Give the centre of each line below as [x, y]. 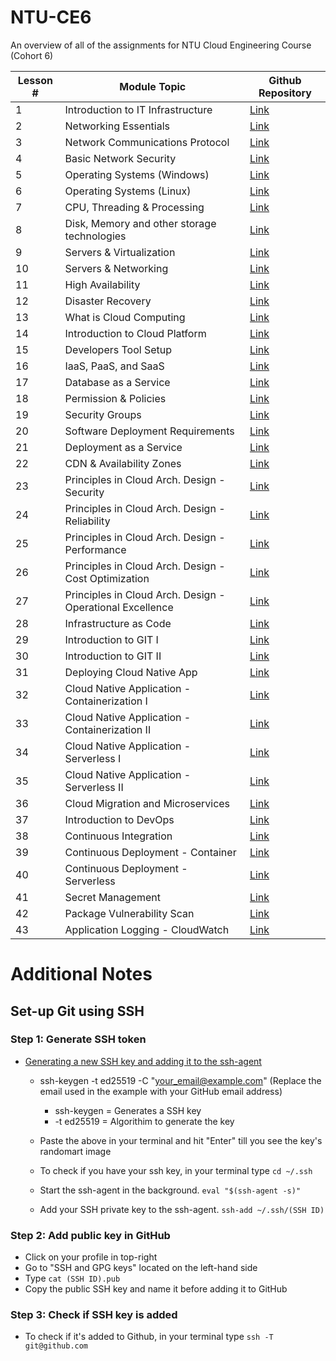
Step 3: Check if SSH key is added [94, 1315]
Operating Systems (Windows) [137, 174]
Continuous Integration [118, 836]
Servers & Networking [116, 268]
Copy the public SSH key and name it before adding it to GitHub [156, 1289]
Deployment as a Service [123, 447]
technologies [95, 236]
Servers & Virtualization [120, 252]
